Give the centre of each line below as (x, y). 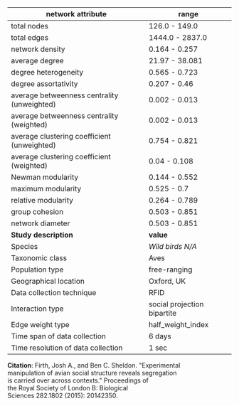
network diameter (41, 223)
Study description (42, 235)
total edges (30, 37)
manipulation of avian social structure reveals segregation (92, 373)
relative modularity (42, 200)
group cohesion (37, 212)
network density (38, 49)
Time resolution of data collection (67, 348)
